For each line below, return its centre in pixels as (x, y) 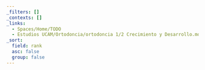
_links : (16, 23)
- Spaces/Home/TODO (37, 29)
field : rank (27, 46)
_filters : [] (23, 12)
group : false (28, 57)
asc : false (26, 52)
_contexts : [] (24, 18)
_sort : (15, 40)
